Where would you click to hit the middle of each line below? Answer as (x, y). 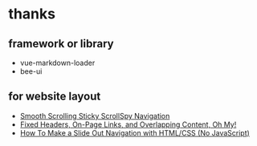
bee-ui (31, 71)
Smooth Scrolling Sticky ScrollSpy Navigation (95, 116)
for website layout (55, 97)
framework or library (61, 44)
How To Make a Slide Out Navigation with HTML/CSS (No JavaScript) (135, 132)
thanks (32, 14)
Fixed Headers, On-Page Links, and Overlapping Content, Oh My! (128, 124)
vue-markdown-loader (57, 63)
